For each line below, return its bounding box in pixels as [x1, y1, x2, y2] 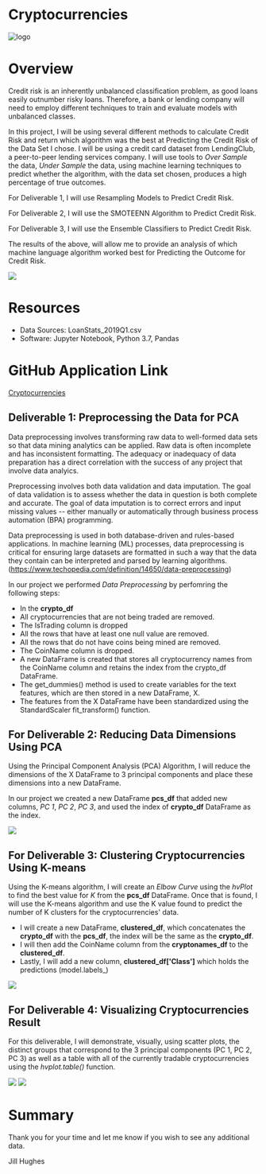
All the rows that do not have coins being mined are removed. [19, 637, 221, 647]
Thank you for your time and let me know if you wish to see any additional [8, 1132, 250, 1142]
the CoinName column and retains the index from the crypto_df [19, 663, 226, 672]
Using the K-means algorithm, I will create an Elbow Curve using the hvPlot [8, 882, 253, 892]
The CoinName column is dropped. [19, 646, 135, 655]
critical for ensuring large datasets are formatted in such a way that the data [8, 547, 257, 557]
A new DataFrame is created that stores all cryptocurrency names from [19, 654, 253, 663]
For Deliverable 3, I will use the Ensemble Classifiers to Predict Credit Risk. [8, 224, 252, 233]
